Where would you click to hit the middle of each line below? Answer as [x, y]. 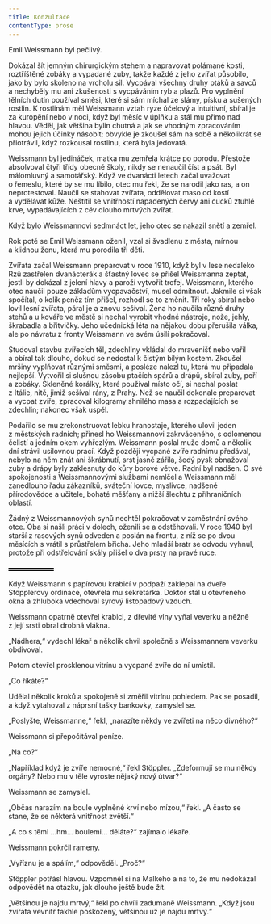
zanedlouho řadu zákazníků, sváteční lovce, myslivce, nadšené [113, 485]
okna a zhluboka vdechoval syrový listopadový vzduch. [100, 601]
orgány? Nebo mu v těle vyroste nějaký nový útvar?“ [96, 776]
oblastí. [21, 502]
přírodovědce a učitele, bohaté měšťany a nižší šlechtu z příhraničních [125, 493]
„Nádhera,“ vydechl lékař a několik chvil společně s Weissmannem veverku [133, 640]
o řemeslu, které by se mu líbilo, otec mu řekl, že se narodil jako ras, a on [129, 184]
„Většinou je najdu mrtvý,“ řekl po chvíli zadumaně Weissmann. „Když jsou [132, 903]
